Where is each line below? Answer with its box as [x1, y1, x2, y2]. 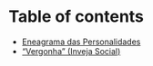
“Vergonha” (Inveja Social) [21, 45, 121, 56]
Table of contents [8, 6, 145, 27]
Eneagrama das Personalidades [21, 36, 141, 47]
